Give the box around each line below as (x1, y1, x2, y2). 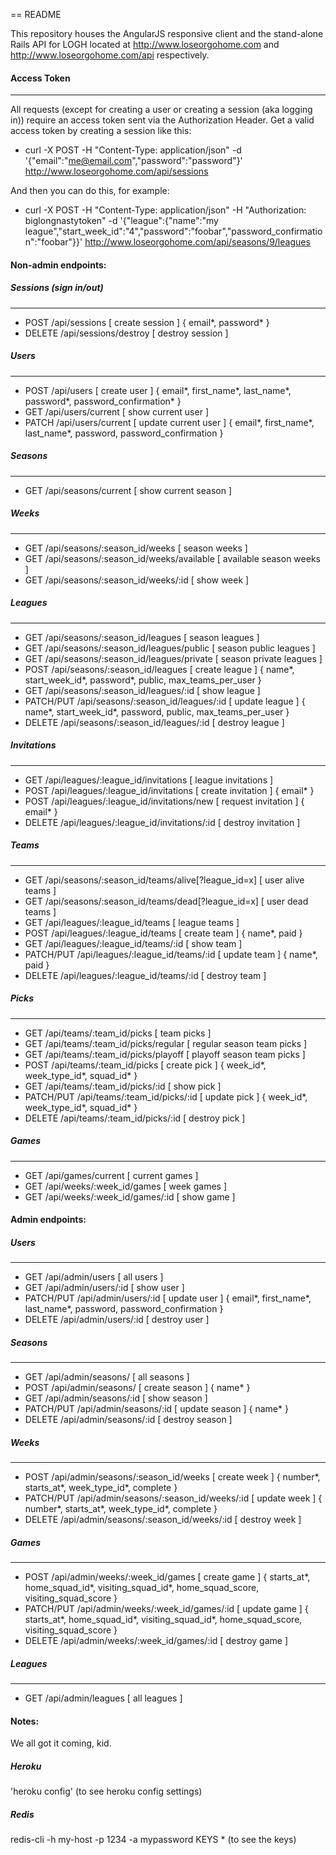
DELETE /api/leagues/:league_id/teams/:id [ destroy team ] (24, 969, 267, 981)
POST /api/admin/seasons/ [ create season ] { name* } (24, 1382, 251, 1394)
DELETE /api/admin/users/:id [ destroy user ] (24, 1314, 210, 1326)
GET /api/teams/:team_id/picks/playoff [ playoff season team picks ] (24, 1048, 306, 1060)
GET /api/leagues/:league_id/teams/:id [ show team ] (24, 937, 243, 949)
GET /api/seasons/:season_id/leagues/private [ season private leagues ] (24, 652, 323, 664)
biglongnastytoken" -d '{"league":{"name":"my (24, 215, 219, 227)
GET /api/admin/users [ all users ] (24, 1271, 164, 1283)
